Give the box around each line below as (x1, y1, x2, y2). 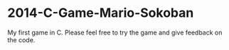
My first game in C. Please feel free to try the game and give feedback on (7, 28, 223, 37)
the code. (7, 35, 36, 44)
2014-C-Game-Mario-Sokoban (7, 5, 194, 21)
